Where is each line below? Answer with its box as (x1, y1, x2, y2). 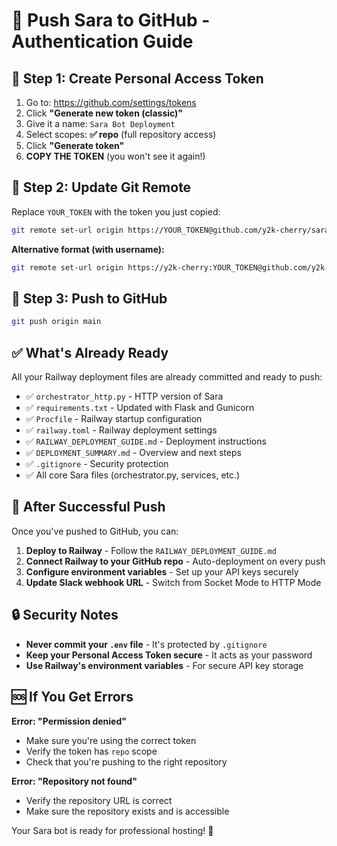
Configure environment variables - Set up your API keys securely (25, 565, 299, 578)
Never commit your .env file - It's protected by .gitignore (25, 638, 268, 650)
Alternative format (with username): (11, 243, 165, 255)
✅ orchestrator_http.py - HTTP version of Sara (25, 390, 224, 403)
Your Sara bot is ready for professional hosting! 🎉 (11, 824, 214, 836)
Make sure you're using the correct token (25, 734, 197, 746)
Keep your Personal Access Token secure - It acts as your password (25, 649, 313, 661)
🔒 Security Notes (11, 607, 119, 624)
